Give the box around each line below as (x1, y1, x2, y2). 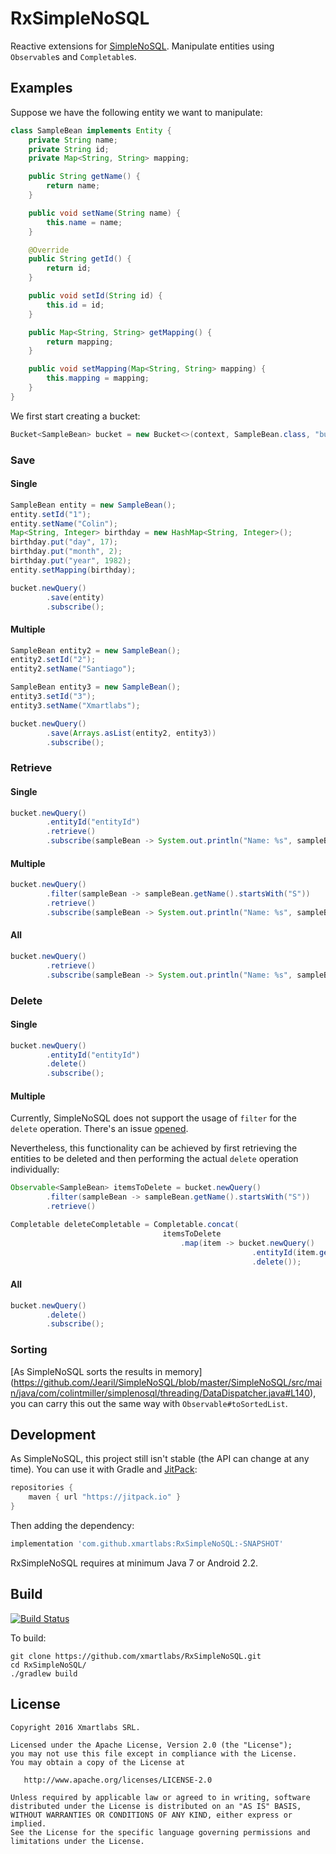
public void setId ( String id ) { (28, 291, 163, 301)
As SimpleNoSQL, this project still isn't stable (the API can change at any (10, 1453, 310, 1465)
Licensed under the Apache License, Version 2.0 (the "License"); (10, 1740, 293, 1750)
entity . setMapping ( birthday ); (10, 565, 137, 575)
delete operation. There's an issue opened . (10, 1123, 189, 1135)
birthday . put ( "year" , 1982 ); (10, 556, 132, 566)
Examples (10, 80, 73, 97)
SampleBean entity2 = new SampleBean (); (10, 645, 182, 656)
